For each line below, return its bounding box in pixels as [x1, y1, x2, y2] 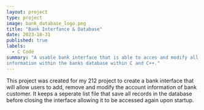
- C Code [12, 49, 34, 55]
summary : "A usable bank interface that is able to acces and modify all [6, 54, 199, 61]
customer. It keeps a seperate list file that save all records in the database [6, 90, 192, 97]
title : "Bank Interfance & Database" [6, 26, 103, 32]
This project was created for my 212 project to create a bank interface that [6, 77, 194, 84]
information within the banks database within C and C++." [6, 60, 161, 66]
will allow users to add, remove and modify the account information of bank [6, 83, 197, 90]
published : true [6, 37, 48, 43]
